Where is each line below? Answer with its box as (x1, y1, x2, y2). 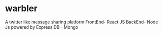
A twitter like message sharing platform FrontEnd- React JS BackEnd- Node (5, 19, 158, 25)
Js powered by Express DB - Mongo (5, 24, 79, 30)
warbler (5, 3, 38, 14)
